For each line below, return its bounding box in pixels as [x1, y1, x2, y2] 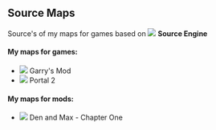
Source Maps [7, 6, 75, 20]
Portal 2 [29, 75, 55, 85]
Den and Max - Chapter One [29, 112, 124, 123]
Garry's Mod [29, 66, 71, 75]
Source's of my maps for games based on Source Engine [7, 28, 208, 39]
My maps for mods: [7, 94, 74, 104]
